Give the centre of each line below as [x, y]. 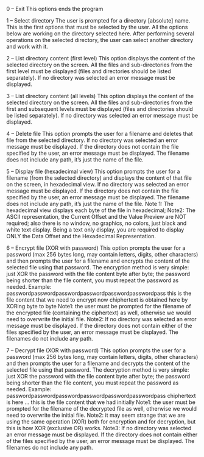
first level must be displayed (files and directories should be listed [89, 71]
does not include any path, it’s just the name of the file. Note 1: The [90, 204]
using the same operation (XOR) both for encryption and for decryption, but [101, 422]
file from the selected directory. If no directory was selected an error [92, 140]
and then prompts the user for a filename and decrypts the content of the [98, 363]
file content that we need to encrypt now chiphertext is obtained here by [97, 300]
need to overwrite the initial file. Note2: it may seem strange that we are [96, 415]
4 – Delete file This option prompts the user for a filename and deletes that [100, 134]
